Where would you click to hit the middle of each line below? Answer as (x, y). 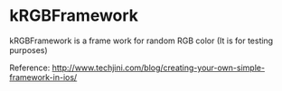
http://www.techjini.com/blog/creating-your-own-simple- (158, 68)
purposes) (28, 50)
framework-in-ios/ (43, 77)
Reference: (30, 68)
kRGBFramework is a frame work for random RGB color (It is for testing (141, 41)
